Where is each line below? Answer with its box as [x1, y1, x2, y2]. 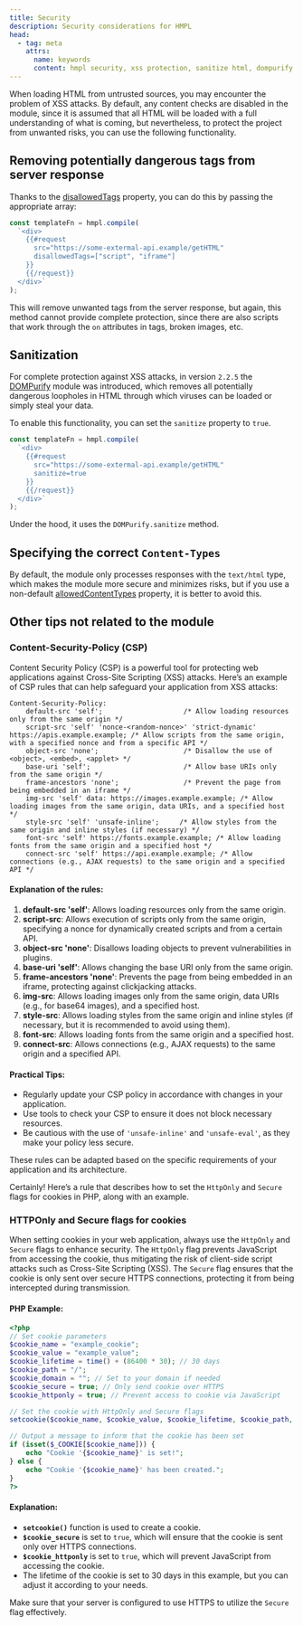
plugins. [22, 951, 52, 963]
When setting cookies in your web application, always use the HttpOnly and [9, 1234, 291, 1245]
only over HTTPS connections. [22, 1541, 137, 1552]
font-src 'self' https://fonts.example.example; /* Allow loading [25, 833, 281, 842]
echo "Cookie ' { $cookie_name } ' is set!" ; [25, 1449, 184, 1458]
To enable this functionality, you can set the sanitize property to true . [9, 418, 271, 429]
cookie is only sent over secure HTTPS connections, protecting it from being [9, 1272, 295, 1284]
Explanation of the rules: [9, 884, 104, 895]
